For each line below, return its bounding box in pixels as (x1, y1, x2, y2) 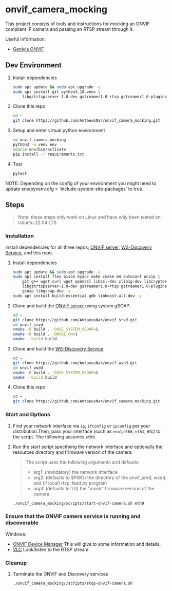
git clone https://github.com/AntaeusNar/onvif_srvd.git (12, 317, 138, 322)
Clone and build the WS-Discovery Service (12, 346, 104, 352)
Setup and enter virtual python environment (12, 127, 105, 134)
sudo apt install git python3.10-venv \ (12, 89, 101, 95)
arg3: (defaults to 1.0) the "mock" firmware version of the (33, 485, 155, 491)
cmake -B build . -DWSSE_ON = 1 (12, 331, 78, 337)
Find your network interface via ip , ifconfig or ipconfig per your (12, 422, 150, 429)
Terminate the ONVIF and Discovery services (12, 571, 109, 577)
